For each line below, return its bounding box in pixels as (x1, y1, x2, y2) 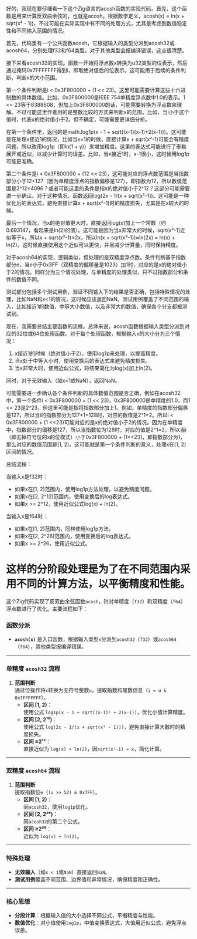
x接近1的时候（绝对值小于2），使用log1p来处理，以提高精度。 (14, 350, 161, 357)
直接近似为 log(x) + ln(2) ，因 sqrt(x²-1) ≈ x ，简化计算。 (23, 745, 165, 752)
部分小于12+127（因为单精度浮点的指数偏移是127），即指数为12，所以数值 (6, 178, 182, 184)
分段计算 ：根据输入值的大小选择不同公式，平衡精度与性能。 (14, 912, 158, 919)
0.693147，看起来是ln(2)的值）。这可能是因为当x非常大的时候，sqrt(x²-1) (6, 227, 181, 234)
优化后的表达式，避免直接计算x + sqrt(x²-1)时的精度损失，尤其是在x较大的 (6, 200, 184, 207)
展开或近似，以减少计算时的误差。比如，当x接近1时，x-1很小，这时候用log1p (6, 150, 190, 157)
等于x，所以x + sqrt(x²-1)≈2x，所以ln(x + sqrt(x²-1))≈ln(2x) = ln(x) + (11, 234, 175, 241)
